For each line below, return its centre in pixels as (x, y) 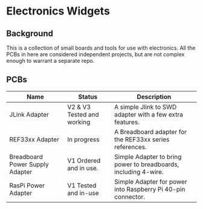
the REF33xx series (142, 139)
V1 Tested (82, 185)
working (79, 122)
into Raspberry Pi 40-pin (150, 189)
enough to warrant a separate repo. (50, 61)
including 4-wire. (139, 172)
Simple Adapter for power (150, 181)
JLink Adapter (29, 114)
